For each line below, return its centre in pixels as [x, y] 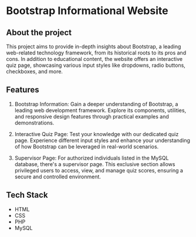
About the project [39, 33]
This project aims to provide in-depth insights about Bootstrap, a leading [94, 46]
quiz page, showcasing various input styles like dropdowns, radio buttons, [96, 65]
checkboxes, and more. [35, 71]
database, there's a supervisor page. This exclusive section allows [95, 164]
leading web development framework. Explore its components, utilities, [100, 110]
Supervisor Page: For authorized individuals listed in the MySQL [92, 158]
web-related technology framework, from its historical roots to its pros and [96, 53]
